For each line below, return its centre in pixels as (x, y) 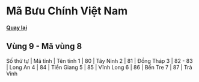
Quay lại (17, 28)
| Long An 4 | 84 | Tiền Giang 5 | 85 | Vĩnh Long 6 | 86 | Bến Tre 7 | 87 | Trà (99, 67)
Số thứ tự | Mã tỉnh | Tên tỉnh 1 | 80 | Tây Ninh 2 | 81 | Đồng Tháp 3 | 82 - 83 (100, 60)
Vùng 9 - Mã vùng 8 (44, 46)
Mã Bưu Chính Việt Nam (67, 11)
